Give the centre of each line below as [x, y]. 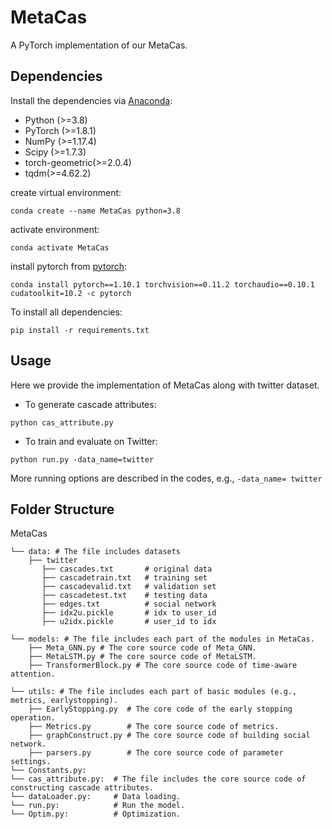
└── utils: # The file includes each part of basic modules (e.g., [154, 692]
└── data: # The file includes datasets [96, 552]
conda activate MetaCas [60, 247]
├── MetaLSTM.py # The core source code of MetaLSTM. [142, 657]
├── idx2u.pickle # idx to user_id [129, 613]
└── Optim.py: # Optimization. [96, 814]
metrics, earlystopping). [64, 701]
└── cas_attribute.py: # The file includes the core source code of [158, 779]
